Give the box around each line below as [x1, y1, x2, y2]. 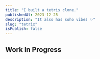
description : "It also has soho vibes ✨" [5, 17, 95, 22]
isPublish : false [5, 26, 42, 32]
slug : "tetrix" [5, 21, 38, 27]
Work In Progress [5, 45, 62, 54]
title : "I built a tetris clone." [5, 7, 79, 13]
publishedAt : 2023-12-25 [5, 12, 58, 17]
